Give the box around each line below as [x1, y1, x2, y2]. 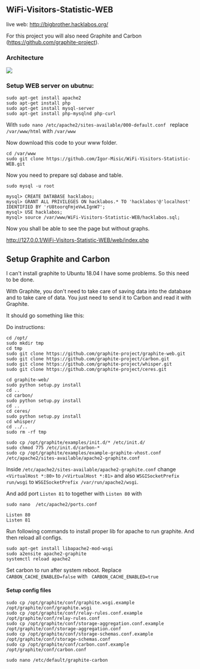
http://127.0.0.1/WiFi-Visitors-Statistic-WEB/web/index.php [6, 237, 149, 244]
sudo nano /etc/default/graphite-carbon [6, 657, 109, 664]
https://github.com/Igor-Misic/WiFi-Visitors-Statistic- [46, 156, 191, 162]
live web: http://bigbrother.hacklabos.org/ [6, 20, 109, 27]
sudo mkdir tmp [6, 340, 44, 346]
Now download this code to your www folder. [6, 139, 118, 146]
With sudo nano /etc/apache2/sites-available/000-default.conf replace [6, 121, 189, 128]
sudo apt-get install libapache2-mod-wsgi [6, 546, 113, 552]
